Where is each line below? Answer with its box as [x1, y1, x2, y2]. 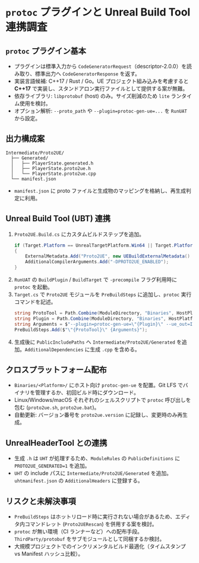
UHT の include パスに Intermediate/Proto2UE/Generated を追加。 [14, 470, 172, 477]
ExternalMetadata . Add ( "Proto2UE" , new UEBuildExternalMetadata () [25, 253, 191, 259]
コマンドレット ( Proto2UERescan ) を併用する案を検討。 [24, 520, 158, 527]
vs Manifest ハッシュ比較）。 [14, 550, 84, 557]
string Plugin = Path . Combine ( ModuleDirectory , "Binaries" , [14, 316, 166, 322]
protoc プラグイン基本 [5, 46, 87, 56]
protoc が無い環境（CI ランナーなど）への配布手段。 [14, 527, 143, 535]
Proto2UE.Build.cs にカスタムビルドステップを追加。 [14, 230, 145, 238]
